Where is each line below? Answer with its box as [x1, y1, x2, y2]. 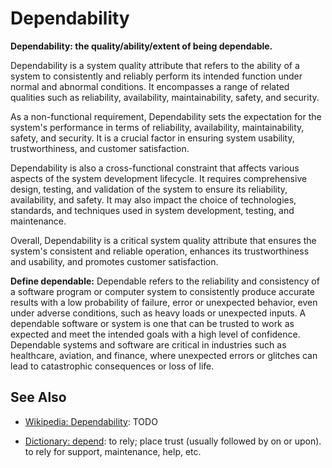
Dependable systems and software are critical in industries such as [10, 338, 287, 351]
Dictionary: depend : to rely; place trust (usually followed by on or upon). [24, 435, 322, 447]
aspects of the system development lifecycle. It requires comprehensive [10, 172, 308, 184]
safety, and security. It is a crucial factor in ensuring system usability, [10, 132, 295, 144]
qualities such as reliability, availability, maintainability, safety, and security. [10, 91, 320, 103]
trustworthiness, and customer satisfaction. [10, 142, 190, 154]
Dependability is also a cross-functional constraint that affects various [10, 162, 300, 174]
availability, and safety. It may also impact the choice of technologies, [10, 193, 297, 206]
